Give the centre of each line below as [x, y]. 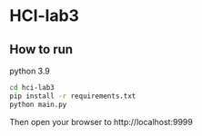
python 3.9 [30, 71]
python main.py [38, 104]
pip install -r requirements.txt [73, 96]
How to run [41, 49]
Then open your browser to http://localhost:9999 [101, 121]
